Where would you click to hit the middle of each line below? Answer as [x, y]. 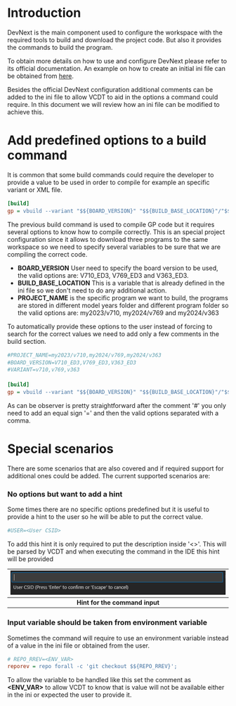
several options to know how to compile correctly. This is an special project [116, 232]
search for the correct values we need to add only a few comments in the [113, 334]
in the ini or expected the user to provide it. [70, 695]
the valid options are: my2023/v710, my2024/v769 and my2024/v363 [118, 313]
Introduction [44, 13]
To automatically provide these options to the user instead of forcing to [110, 326]
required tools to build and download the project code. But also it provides [114, 39]
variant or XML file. [35, 190]
